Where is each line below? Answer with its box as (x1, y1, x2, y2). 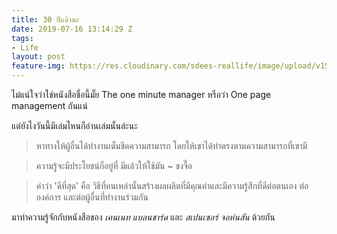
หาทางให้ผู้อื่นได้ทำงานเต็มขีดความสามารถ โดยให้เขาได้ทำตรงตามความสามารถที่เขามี (35, 140, 308, 151)
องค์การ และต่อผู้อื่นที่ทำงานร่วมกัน (35, 191, 149, 203)
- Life (11, 42, 39, 53)
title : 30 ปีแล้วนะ (11, 14, 80, 25)
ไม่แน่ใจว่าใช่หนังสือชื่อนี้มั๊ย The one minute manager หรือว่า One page (11, 89, 272, 100)
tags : (11, 33, 34, 43)
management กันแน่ (11, 100, 88, 111)
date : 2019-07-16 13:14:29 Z (11, 24, 133, 34)
